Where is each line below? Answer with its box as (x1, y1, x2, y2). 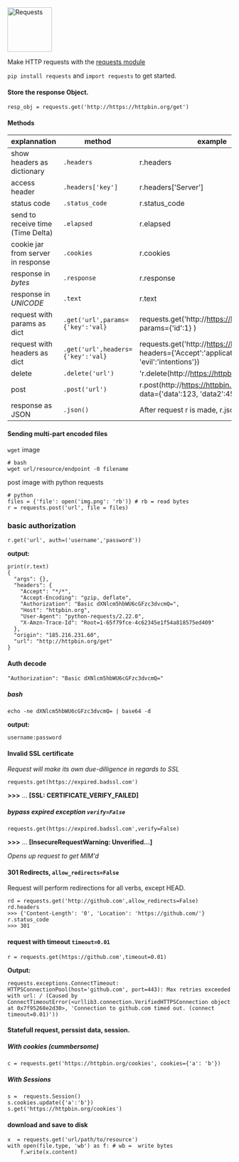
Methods (7, 118, 35, 127)
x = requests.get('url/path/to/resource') (7, 1136, 139, 1143)
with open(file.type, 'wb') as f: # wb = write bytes (7, 1143, 174, 1150)
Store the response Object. (7, 88, 89, 96)
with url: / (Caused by (7, 992, 78, 1000)
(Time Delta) (11, 228, 53, 238)
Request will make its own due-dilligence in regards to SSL (7, 765, 180, 774)
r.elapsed (139, 219, 171, 229)
